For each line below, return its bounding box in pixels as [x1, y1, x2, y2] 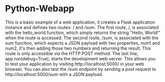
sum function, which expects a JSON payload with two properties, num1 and [5, 40, 160, 46]
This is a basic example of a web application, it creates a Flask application [5, 19, 155, 25]
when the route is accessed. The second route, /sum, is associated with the [5, 35, 159, 41]
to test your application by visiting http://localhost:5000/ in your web [5, 61, 144, 67]
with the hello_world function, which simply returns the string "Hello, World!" [5, 29, 161, 35]
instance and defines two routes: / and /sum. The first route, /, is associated [5, 24, 159, 30]
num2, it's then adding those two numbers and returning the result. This [5, 45, 151, 51]
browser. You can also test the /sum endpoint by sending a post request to [5, 66, 157, 72]
